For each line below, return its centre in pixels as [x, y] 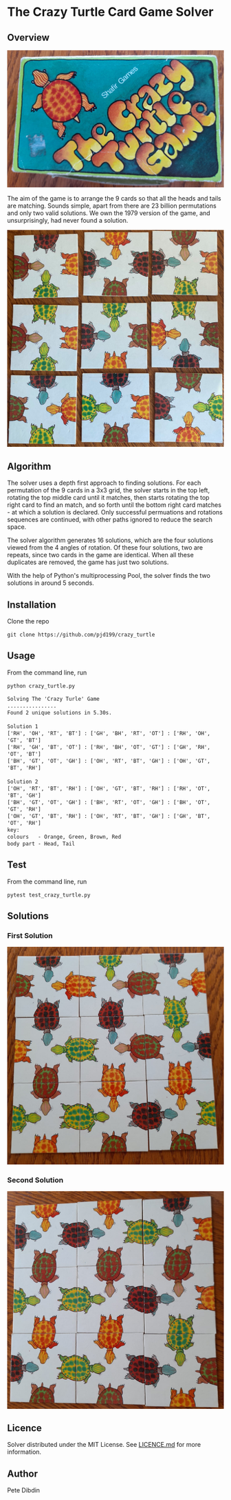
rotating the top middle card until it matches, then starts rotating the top [108, 498]
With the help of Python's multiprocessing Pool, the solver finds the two [109, 576]
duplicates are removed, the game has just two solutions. [88, 562]
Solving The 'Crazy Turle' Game [53, 699]
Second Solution [35, 1180]
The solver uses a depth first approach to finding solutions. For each [104, 483]
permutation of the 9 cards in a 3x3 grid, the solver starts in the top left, [109, 490]
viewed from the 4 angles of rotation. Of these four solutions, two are [105, 548]
